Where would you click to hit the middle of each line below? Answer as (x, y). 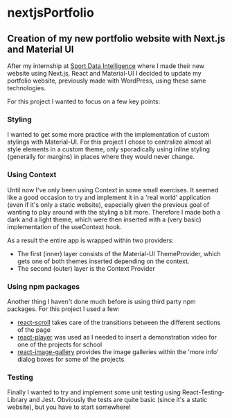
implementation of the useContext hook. (65, 226)
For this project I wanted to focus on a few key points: (84, 101)
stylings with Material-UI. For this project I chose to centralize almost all (109, 142)
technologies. (27, 88)
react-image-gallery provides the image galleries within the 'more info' (118, 351)
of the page (34, 329)
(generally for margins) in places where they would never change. (101, 157)
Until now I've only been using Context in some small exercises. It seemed (113, 190)
